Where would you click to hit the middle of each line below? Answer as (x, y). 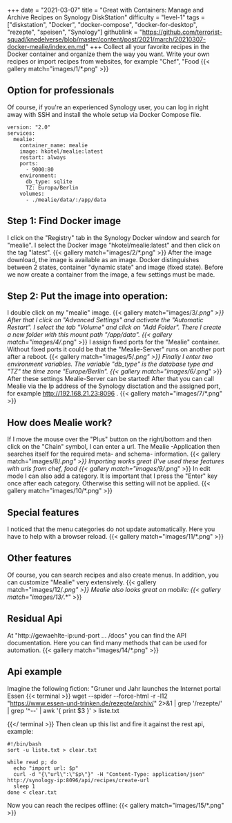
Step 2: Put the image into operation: (88, 296)
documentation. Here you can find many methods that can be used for (107, 642)
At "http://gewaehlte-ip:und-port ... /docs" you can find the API (97, 635)
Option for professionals (61, 90)
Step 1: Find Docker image (64, 221)
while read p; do (32, 762)
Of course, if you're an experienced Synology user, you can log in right (108, 107)
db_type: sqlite (49, 182)
